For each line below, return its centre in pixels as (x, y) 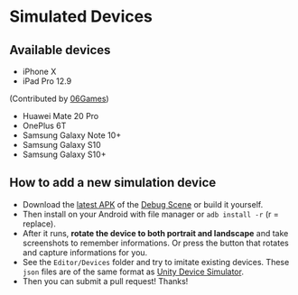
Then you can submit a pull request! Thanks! (105, 281)
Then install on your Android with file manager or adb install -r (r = (150, 214)
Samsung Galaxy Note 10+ (72, 135)
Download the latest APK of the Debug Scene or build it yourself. (143, 204)
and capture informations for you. (85, 252)
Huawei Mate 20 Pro (61, 116)
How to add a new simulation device (113, 183)
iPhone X (39, 71)
